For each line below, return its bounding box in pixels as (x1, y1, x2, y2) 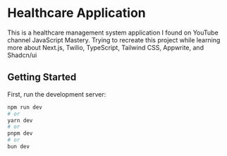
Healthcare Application (7, 5, 146, 21)
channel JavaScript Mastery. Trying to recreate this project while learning (7, 35, 221, 44)
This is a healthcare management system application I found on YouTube (7, 28, 219, 37)
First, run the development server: (7, 90, 106, 98)
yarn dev (7, 116, 33, 124)
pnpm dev (7, 130, 33, 137)
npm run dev (7, 104, 42, 111)
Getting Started (7, 71, 77, 83)
